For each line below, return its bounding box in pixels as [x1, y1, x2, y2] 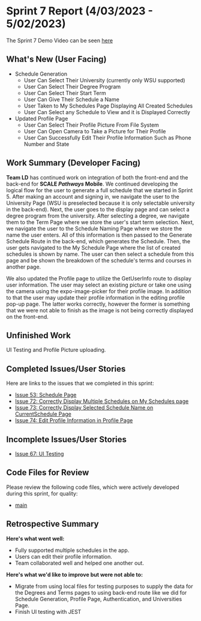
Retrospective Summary [6, 519, 99, 529]
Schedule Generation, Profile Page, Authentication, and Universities [14, 595, 182, 602]
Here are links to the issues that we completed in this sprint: [6, 380, 154, 387]
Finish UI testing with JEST [14, 608, 82, 615]
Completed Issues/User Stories [6, 363, 126, 374]
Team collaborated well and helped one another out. [14, 559, 144, 566]
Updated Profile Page [14, 115, 68, 122]
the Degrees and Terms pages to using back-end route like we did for [14, 589, 187, 596]
